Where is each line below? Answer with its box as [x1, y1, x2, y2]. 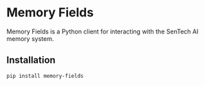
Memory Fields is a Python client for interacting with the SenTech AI [6, 27, 199, 35]
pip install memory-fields [6, 72, 84, 79]
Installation [6, 55, 56, 66]
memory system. [6, 34, 54, 42]
